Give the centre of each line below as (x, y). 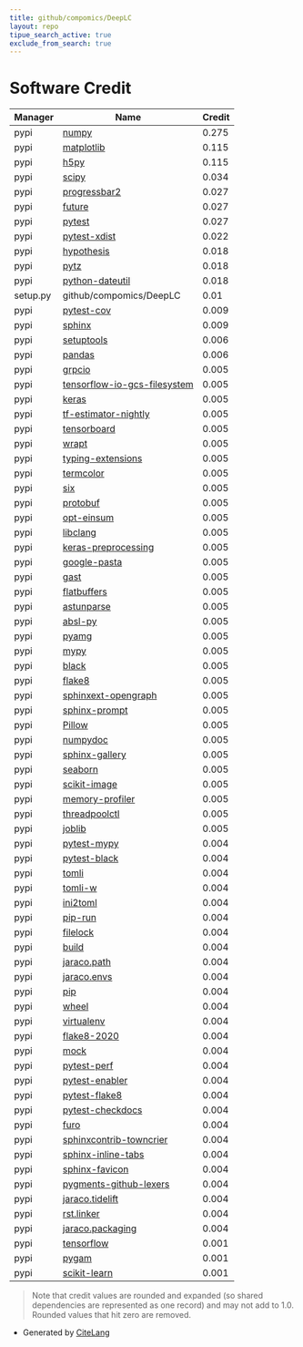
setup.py (33, 295)
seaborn (80, 769)
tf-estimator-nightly (106, 414)
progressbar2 (91, 192)
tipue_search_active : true (61, 35)
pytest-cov (87, 311)
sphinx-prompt (95, 710)
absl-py (80, 622)
